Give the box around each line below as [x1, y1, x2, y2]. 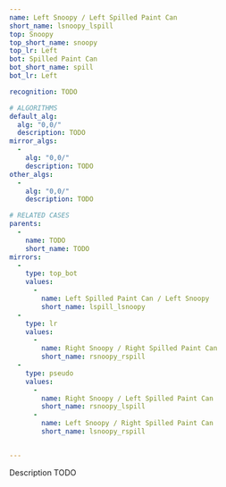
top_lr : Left [9, 46, 58, 55]
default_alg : [9, 112, 58, 121]
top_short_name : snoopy [9, 38, 98, 47]
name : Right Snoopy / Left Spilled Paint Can [41, 394, 214, 403]
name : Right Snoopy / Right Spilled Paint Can [41, 344, 218, 353]
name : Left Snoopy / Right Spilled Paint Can [41, 419, 214, 428]
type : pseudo [25, 368, 74, 378]
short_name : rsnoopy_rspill [41, 352, 146, 362]
